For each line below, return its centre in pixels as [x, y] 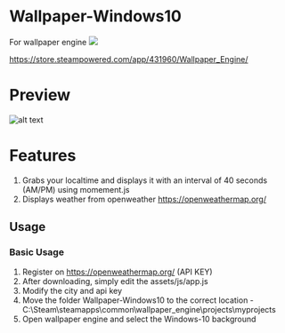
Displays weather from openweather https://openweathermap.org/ [144, 199]
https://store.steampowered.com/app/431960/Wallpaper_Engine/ [129, 59]
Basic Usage [37, 252]
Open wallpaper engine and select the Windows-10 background [139, 319]
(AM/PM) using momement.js [76, 189]
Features [43, 156]
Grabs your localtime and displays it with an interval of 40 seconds [145, 180]
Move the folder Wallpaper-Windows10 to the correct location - [138, 300]
